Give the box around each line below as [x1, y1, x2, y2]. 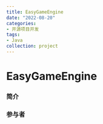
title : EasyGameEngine [6, 9, 64, 15]
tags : [6, 32, 20, 38]
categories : [6, 20, 36, 26]
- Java [6, 37, 23, 43]
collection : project [6, 43, 59, 49]
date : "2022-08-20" [6, 15, 56, 21]
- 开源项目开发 [6, 26, 39, 32]
